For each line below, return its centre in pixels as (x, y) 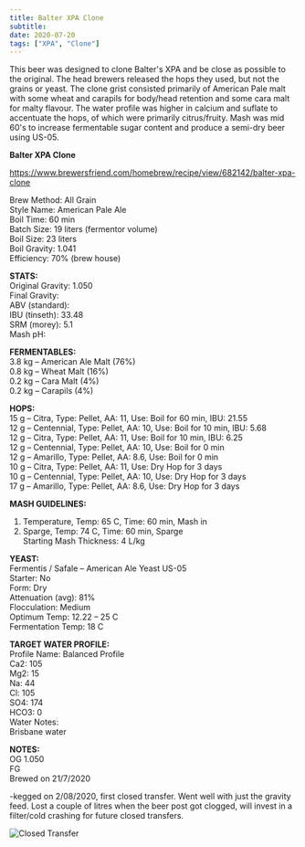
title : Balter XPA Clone (57, 18)
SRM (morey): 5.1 (41, 324)
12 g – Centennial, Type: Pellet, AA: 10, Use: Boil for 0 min (117, 448)
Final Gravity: (34, 296)
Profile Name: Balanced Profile (67, 654)
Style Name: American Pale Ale (68, 210)
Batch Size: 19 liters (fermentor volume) (84, 229)
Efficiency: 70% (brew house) (65, 259)
